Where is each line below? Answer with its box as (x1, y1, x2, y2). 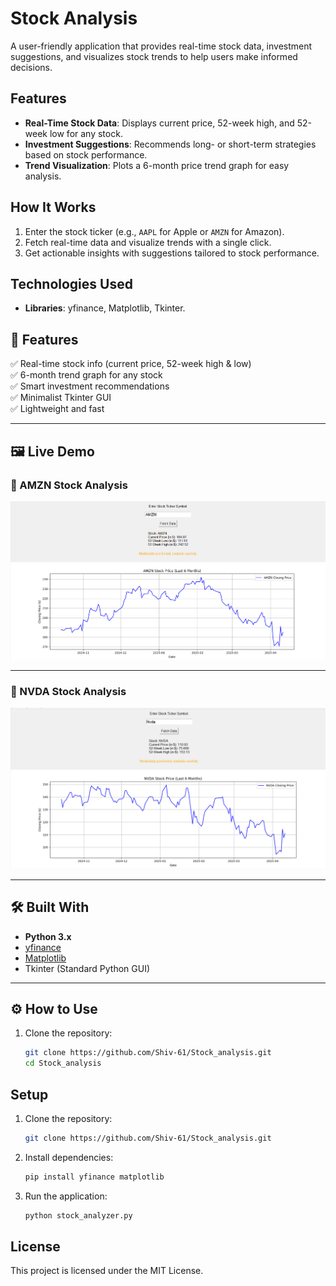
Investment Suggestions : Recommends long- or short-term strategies (24, 138, 317, 150)
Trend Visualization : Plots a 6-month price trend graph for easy (24, 159, 290, 171)
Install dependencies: (24, 1151, 114, 1163)
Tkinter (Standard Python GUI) (24, 962, 151, 974)
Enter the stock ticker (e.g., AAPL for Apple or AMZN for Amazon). (24, 225, 285, 237)
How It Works (10, 199, 97, 216)
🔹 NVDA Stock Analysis (10, 684, 127, 698)
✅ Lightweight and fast (10, 403, 105, 415)
